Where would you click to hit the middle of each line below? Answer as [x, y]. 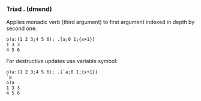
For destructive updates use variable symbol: [62, 61]
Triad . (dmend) [29, 9]
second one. [22, 28]
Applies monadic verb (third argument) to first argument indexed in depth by [100, 22]
